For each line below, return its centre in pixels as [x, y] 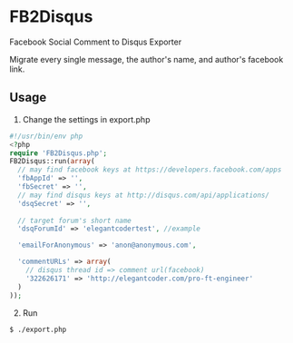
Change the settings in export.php [86, 119]
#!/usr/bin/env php [46, 136]
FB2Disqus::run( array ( [52, 162]
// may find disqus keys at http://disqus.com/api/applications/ [144, 195]
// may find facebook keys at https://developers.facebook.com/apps [150, 170]
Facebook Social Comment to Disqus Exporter [96, 42]
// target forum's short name [74, 220]
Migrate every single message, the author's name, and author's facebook [146, 59]
